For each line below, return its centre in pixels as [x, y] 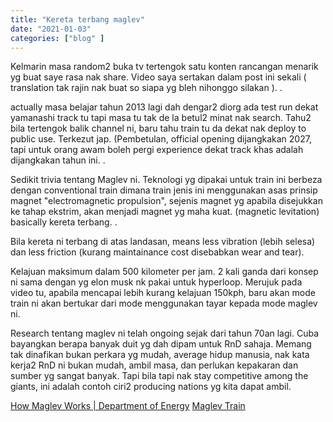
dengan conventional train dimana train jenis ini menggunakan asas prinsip [164, 190]
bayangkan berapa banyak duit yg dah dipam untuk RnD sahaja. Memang [161, 344]
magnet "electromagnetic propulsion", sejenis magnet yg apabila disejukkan [166, 201]
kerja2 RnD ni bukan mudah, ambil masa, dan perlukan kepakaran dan [154, 365]
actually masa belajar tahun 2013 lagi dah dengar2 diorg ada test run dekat [164, 107]
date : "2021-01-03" [51, 29]
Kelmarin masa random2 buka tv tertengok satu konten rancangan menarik [164, 67]
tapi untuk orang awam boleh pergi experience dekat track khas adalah [157, 150]
